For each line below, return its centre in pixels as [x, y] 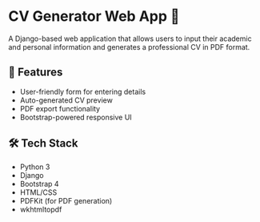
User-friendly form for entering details [83, 91]
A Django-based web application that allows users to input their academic [130, 38]
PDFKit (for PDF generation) [66, 200]
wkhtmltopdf [41, 209]
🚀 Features [36, 73]
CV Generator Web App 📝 [94, 16]
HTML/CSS [38, 192]
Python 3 [35, 167]
